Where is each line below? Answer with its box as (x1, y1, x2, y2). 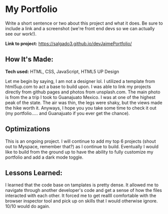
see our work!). (5, 31, 37, 37)
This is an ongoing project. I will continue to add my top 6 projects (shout (5, 138, 156, 144)
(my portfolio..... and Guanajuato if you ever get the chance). (5, 110, 130, 116)
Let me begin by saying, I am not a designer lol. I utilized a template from (5, 78, 155, 84)
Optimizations (5, 125, 50, 134)
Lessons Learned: (5, 168, 63, 177)
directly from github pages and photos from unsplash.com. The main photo (5, 89, 160, 95)
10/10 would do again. (5, 203, 50, 209)
